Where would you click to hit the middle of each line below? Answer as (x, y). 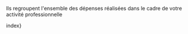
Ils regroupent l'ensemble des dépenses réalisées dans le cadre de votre (94, 8)
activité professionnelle (34, 14)
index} (14, 26)
